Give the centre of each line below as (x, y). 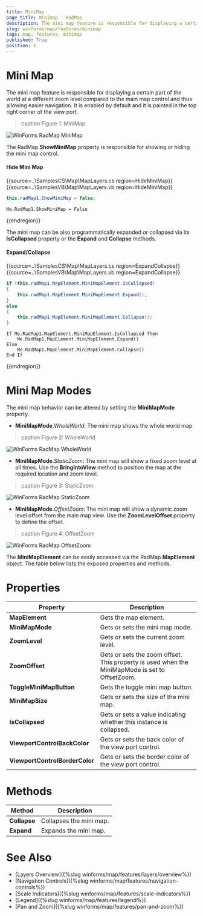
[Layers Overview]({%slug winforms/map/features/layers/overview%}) (103, 874)
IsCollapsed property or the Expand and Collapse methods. (81, 238)
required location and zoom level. (56, 474)
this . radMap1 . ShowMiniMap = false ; (51, 198)
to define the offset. (40, 522)
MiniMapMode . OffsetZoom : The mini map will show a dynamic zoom (101, 509)
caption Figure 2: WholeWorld (58, 437)
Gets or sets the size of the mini (145, 697)
